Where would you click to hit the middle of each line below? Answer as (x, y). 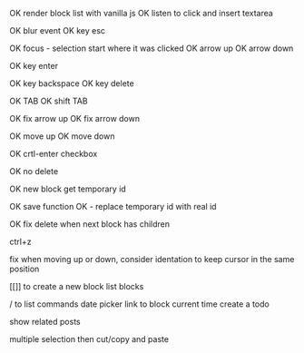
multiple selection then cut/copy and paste (89, 339)
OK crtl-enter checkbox (54, 154)
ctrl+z (20, 241)
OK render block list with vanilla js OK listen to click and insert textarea (142, 13)
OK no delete (34, 171)
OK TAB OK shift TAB (49, 101)
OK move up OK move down (62, 136)
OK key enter (34, 66)
